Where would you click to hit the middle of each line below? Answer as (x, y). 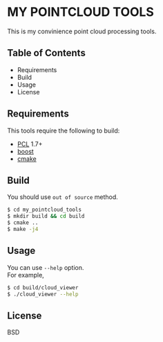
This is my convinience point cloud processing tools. (82, 31)
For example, (26, 275)
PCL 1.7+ (30, 144)
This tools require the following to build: (64, 130)
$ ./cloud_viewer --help (43, 294)
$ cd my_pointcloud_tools (44, 210)
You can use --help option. (46, 267)
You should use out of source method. (63, 197)
